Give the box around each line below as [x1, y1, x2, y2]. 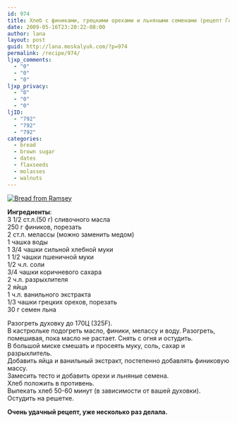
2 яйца [7, 282, 28, 291]
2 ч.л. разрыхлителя [7, 275, 68, 283]
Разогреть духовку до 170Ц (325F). [7, 318, 113, 327]
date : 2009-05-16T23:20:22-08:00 [7, 23, 106, 30]
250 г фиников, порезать [7, 222, 83, 231]
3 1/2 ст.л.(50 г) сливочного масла [7, 215, 111, 223]
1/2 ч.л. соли [7, 260, 45, 268]
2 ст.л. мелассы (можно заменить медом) [7, 230, 135, 239]
